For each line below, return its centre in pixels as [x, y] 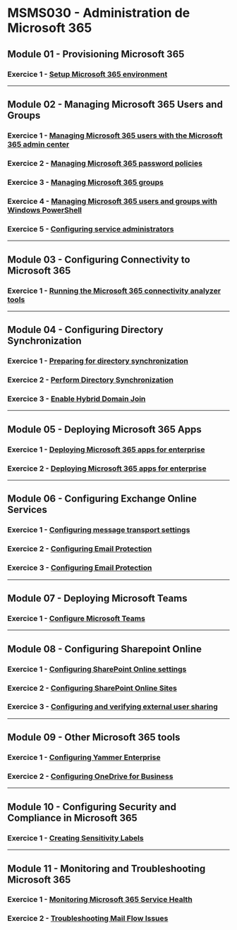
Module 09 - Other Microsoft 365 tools [94, 738]
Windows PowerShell [45, 210]
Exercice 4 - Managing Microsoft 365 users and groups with [112, 201]
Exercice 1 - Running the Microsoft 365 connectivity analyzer [114, 291]
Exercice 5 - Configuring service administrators [91, 229]
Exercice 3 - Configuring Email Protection [80, 568]
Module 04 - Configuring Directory [85, 330]
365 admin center [38, 145]
